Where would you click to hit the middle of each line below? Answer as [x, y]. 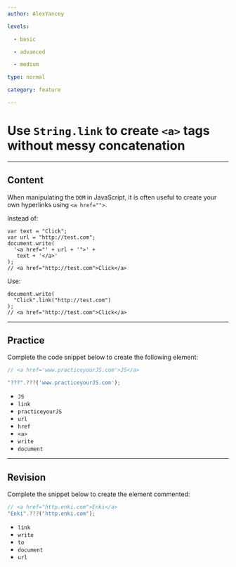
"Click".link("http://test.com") [63, 300]
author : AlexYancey [36, 14]
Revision [27, 477]
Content [26, 180]
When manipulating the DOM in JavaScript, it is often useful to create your [112, 197]
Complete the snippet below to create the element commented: [99, 494]
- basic [25, 39]
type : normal [26, 77]
